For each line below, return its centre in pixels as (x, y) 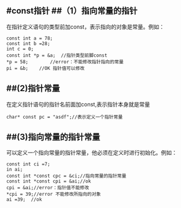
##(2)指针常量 (33, 88)
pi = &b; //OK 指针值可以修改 (45, 68)
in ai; (15, 170)
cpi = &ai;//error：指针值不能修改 (48, 188)
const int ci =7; (28, 164)
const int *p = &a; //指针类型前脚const (57, 55)
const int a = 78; (30, 38)
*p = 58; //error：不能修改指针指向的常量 (65, 62)
